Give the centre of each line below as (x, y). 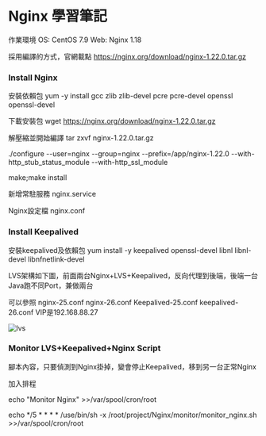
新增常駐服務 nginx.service (52, 194)
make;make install (38, 178)
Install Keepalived (44, 232)
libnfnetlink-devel (56, 259)
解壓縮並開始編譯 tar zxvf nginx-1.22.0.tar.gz (81, 138)
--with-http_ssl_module (129, 163)
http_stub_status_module (49, 163)
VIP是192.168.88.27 (67, 312)
